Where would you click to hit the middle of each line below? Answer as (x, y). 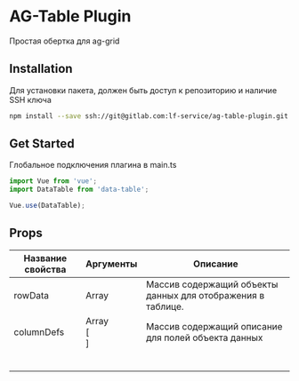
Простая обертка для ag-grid (65, 41)
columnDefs (39, 332)
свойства (45, 269)
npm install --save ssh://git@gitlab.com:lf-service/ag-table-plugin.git (149, 116)
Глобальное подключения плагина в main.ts (93, 165)
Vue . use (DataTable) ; (48, 206)
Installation (41, 69)
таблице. (165, 306)
